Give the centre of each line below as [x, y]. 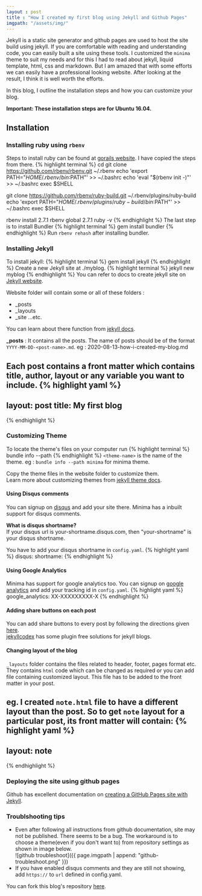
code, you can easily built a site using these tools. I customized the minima [98, 53]
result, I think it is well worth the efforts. [55, 79]
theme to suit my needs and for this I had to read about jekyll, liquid [90, 60]
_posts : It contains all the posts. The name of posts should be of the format [100, 341]
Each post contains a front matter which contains [101, 366]
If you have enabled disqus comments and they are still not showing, [100, 868]
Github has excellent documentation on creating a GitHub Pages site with [97, 794]
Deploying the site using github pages [63, 781]
